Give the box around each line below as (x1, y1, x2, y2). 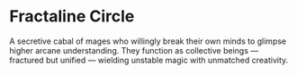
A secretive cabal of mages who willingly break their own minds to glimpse (9, 36, 287, 46)
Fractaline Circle (9, 6, 135, 27)
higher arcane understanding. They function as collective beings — (9, 45, 259, 55)
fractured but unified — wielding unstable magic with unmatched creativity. (9, 54, 289, 65)
